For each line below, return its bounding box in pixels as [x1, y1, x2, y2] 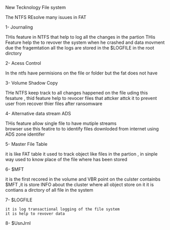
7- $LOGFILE [5, 197, 33, 203]
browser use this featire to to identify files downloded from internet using [5, 126, 159, 132]
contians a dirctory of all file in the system [5, 187, 93, 193]
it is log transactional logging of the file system [5, 207, 120, 212]
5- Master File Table [5, 141, 47, 147]
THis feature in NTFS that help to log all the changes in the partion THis [5, 34, 156, 40]
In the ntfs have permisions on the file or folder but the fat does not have [5, 70, 158, 76]
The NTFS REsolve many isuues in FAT [5, 14, 87, 20]
